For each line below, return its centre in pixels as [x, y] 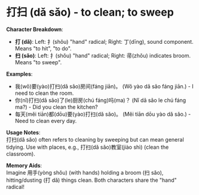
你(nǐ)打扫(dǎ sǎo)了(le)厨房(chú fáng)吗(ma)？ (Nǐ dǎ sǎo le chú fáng [100, 100]
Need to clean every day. [46, 121]
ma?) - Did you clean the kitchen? [56, 107]
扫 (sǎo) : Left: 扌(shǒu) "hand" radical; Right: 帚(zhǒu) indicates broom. [103, 55]
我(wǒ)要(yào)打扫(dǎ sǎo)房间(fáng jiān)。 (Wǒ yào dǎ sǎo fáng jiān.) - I [104, 86]
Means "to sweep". [38, 62]
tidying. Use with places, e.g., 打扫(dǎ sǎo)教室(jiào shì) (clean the [88, 147]
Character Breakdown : [35, 29]
